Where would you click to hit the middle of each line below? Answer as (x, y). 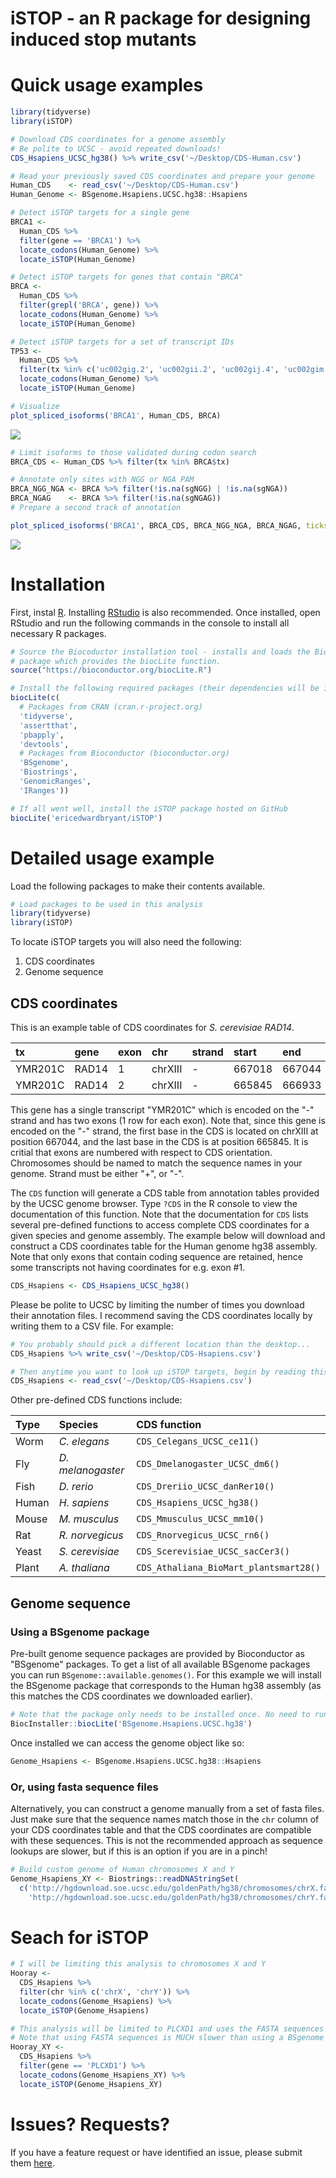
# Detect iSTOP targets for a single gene (100, 213)
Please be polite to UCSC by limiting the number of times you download (157, 1304)
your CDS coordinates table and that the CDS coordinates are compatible (161, 1829)
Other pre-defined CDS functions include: (96, 1400)
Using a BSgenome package (80, 1632)
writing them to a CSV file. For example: (92, 1326)
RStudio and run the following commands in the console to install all (150, 623)
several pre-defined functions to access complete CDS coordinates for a (160, 1224)
